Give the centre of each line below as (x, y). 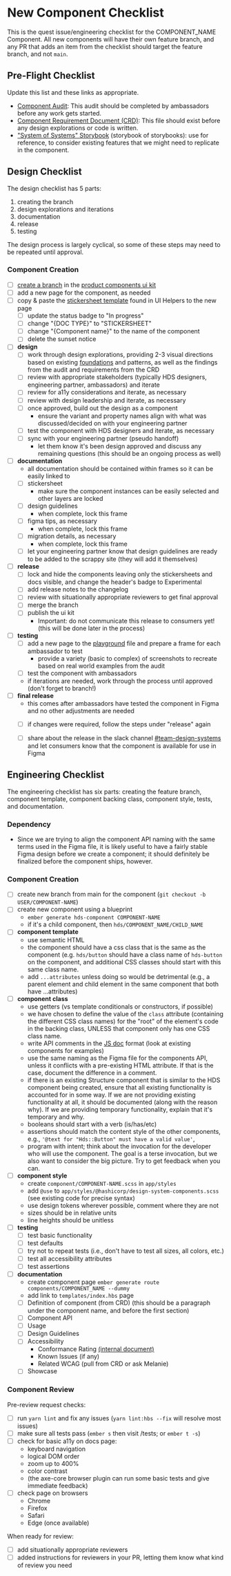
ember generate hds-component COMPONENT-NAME (94, 918)
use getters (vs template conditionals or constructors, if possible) (120, 1006)
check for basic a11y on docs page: (67, 1441)
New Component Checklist (86, 13)
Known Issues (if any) (69, 1357)
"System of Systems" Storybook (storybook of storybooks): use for (113, 135)
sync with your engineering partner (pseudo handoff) (103, 438)
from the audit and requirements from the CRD (93, 370)
